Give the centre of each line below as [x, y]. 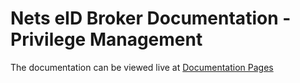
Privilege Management [106, 39]
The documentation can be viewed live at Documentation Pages [142, 67]
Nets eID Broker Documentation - [151, 18]
